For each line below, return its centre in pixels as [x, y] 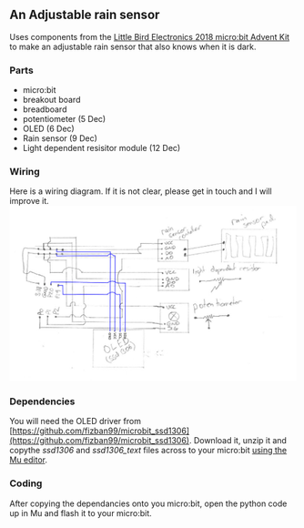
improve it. [30, 201]
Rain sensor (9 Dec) [60, 138]
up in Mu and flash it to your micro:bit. [81, 513]
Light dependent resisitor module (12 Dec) [101, 148]
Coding [26, 483]
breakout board [51, 100]
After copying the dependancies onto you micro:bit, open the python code [148, 503]
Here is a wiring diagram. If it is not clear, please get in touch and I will [141, 191]
